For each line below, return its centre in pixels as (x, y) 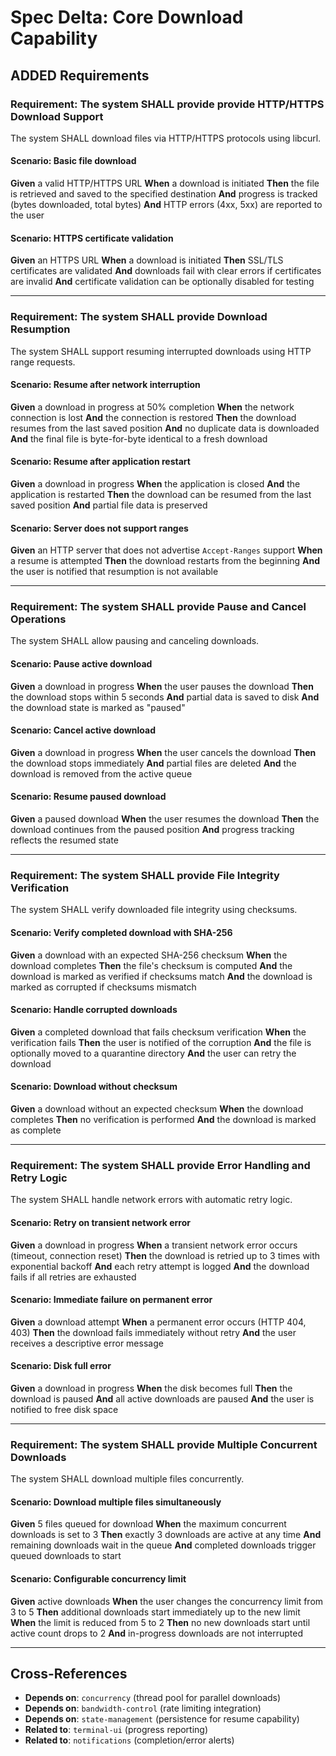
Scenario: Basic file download (73, 161)
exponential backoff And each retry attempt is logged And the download (160, 1266)
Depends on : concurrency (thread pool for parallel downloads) (153, 1698)
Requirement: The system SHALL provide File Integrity (145, 876)
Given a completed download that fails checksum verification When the (158, 1032)
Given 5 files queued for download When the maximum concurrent (148, 1524)
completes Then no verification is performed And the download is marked (163, 1119)
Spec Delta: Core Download (127, 17)
